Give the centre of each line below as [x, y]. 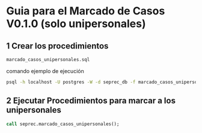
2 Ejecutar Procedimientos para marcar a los [91, 101]
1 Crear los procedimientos [57, 46]
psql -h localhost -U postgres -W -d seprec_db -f [71, 82]
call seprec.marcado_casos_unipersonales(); [63, 124]
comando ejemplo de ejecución [45, 71]
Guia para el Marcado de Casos [86, 11]
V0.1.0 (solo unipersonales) [76, 24]
